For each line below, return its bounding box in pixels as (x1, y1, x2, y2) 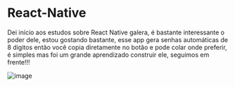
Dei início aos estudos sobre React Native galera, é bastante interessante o (7, 28, 225, 36)
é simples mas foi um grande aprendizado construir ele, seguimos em (7, 51, 210, 59)
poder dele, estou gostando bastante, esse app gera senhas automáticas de (7, 35, 229, 43)
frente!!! (7, 58, 30, 66)
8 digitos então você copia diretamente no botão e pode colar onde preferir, (7, 43, 227, 51)
